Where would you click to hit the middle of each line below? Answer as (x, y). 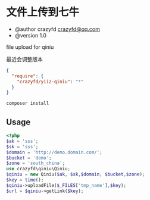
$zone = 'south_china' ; (36, 163)
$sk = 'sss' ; (22, 146)
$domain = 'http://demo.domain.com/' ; (54, 152)
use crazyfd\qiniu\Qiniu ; (38, 169)
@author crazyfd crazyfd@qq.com (57, 29)
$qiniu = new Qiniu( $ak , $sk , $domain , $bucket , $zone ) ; (76, 174)
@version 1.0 (30, 35)
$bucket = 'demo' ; (29, 158)
